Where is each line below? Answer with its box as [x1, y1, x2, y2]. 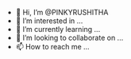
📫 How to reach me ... [15, 42, 90, 51]
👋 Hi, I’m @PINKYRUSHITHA [15, 8, 109, 17]
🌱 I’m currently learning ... [15, 25, 101, 33]
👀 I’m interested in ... [15, 16, 83, 26]
